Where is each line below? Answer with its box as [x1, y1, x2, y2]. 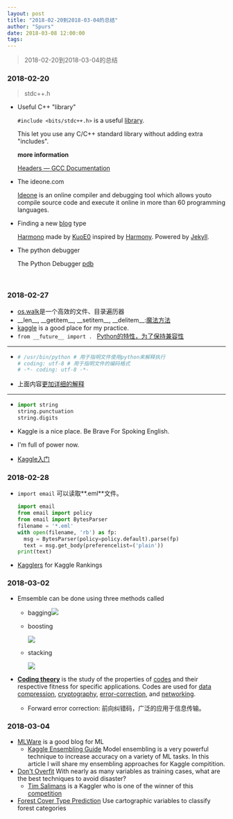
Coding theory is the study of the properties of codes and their [17, 675, 199, 683]
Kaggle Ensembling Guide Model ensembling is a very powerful [27, 745, 209, 753]
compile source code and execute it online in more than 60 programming [17, 199, 225, 207]
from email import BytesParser [17, 516, 108, 523]
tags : [7, 36, 23, 43]
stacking [27, 648, 53, 656]
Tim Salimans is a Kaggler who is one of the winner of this [27, 781, 194, 790]
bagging [27, 609, 52, 617]
